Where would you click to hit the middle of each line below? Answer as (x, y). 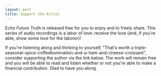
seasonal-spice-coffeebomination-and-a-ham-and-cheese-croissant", (76, 53)
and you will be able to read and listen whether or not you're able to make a (80, 63)
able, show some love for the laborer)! (43, 38)
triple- (141, 47)
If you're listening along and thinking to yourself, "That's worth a (69, 47)
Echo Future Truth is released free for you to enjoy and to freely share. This (80, 28)
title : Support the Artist (32, 14)
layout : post (18, 9)
